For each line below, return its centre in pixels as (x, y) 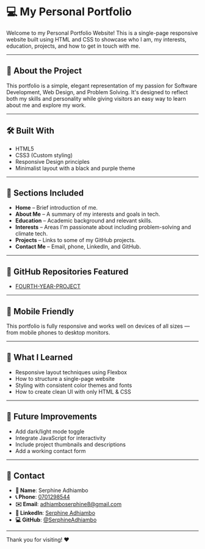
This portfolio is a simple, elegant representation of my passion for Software (102, 86)
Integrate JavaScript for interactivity (60, 438)
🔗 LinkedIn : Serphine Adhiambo (55, 513)
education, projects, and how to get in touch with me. (73, 46)
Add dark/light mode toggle (50, 431)
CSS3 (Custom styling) (44, 155)
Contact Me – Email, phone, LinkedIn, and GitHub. (78, 247)
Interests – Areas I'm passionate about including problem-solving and (103, 227)
